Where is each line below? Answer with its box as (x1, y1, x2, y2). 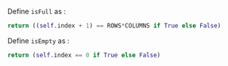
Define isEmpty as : (7, 35, 70, 46)
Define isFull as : (7, 7, 67, 16)
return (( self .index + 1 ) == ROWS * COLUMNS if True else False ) (7, 22, 222, 30)
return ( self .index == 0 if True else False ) (7, 51, 160, 59)
